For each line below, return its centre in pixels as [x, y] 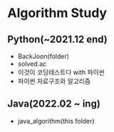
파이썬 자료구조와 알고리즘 [54, 81]
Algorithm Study [57, 13]
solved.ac [32, 64]
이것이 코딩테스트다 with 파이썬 [61, 72]
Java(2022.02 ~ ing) [54, 104]
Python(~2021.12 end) [58, 39]
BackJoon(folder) [43, 56]
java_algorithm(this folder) [56, 121]
